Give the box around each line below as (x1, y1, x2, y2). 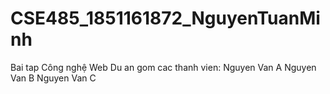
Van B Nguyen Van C (10, 72, 97, 84)
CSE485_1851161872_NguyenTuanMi (10, 7, 321, 30)
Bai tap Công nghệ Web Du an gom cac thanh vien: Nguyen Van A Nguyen (10, 61, 317, 73)
